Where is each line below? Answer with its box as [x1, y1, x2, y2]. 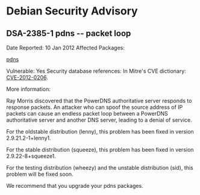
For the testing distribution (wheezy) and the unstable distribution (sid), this [6, 164, 194, 171]
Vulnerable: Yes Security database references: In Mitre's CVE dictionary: [6, 67, 187, 75]
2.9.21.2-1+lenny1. [6, 134, 51, 141]
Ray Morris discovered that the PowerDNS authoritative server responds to [6, 97, 192, 104]
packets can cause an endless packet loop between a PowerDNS [6, 110, 169, 117]
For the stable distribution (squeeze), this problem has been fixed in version [6, 146, 194, 153]
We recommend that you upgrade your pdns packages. [6, 182, 143, 189]
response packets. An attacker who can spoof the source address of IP [6, 104, 183, 111]
